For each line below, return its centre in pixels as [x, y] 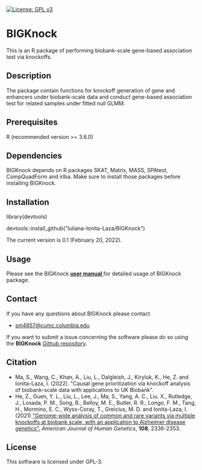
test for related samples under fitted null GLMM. [66, 103]
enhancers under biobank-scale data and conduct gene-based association [99, 97]
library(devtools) [27, 217]
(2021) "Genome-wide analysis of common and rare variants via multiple [105, 415]
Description [29, 76]
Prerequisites [32, 122]
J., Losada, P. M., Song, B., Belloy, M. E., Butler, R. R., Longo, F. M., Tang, [105, 402]
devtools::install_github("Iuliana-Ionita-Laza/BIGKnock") [76, 228]
